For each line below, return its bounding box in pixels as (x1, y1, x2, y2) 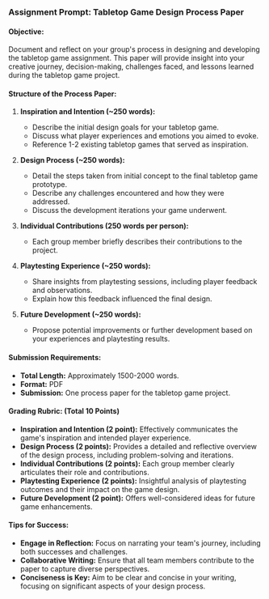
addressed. (32, 197, 70, 206)
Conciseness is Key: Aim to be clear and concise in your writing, (19, 572, 237, 582)
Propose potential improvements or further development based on (32, 325, 253, 335)
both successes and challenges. (19, 546, 128, 556)
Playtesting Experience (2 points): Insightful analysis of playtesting (19, 476, 246, 486)
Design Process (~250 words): (19, 155, 125, 165)
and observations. (32, 286, 93, 295)
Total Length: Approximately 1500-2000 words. (19, 371, 179, 380)
